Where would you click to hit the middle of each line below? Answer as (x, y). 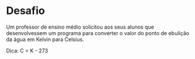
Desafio (26, 11)
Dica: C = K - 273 (27, 50)
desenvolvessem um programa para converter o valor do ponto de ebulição (98, 33)
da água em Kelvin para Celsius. (45, 39)
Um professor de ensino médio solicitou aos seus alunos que (80, 27)
